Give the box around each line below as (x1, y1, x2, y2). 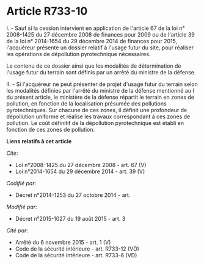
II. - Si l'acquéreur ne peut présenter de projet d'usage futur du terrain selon (6, 80, 199, 88)
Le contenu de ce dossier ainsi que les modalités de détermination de (6, 62, 181, 70)
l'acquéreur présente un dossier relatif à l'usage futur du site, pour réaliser (6, 44, 194, 51)
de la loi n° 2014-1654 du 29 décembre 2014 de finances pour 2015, (6, 37, 178, 45)
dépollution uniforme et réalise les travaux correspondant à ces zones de (6, 113, 191, 120)
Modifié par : (6, 203, 38, 210)
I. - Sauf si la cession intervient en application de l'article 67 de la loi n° (6, 24, 185, 32)
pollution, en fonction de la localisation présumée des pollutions (6, 99, 167, 107)
